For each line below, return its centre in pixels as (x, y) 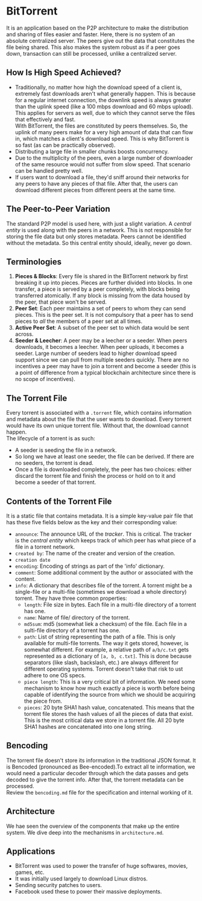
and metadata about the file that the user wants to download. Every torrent (99, 419)
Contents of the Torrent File (59, 501)
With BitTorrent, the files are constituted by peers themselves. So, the (101, 126)
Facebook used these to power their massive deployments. (88, 892)
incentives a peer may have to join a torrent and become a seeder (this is (106, 366)
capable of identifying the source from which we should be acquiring (110, 694)
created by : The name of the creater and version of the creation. (95, 553)
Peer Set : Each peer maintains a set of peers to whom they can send (100, 308)
